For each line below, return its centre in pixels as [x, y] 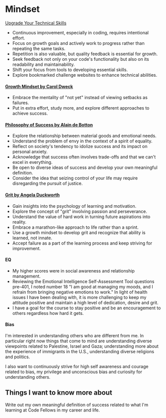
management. [27, 276]
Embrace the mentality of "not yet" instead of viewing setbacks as [80, 98]
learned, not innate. [32, 238]
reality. [19, 222]
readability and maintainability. [44, 64]
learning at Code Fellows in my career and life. [53, 410]
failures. [21, 103]
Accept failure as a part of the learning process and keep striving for [82, 243]
